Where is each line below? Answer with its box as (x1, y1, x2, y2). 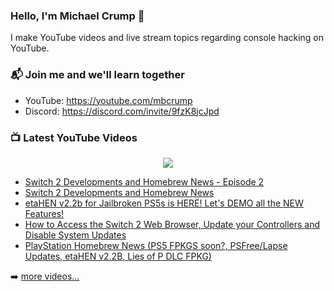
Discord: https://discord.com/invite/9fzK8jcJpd (24, 105, 220, 117)
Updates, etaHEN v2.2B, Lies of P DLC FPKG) (24, 250, 212, 262)
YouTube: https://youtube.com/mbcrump (24, 94, 193, 106)
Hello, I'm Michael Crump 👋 (10, 9, 145, 23)
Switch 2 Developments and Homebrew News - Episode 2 (24, 175, 265, 188)
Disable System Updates (24, 229, 127, 241)
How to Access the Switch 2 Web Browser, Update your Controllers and (24, 218, 321, 230)
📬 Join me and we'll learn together (10, 68, 185, 82)
